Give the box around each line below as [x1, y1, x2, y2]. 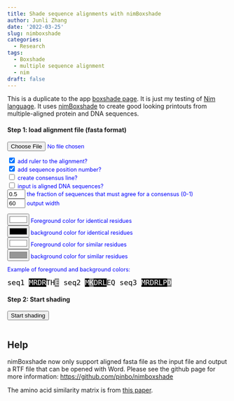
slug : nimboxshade [7, 29, 61, 37]
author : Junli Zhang [7, 17, 68, 24]
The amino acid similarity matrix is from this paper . [7, 386, 153, 394]
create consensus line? [17, 175, 78, 182]
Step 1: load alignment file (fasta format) [7, 125, 128, 134]
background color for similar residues [30, 252, 128, 260]
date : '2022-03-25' [7, 23, 64, 30]
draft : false [7, 75, 46, 83]
